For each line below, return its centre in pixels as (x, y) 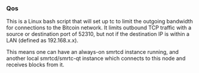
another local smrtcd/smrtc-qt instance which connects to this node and (96, 59)
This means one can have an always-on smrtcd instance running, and (93, 52)
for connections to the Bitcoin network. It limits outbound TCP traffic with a (99, 28)
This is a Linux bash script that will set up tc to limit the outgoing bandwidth (100, 22)
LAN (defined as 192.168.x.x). (42, 41)
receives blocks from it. (35, 65)
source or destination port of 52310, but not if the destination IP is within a (98, 34)
